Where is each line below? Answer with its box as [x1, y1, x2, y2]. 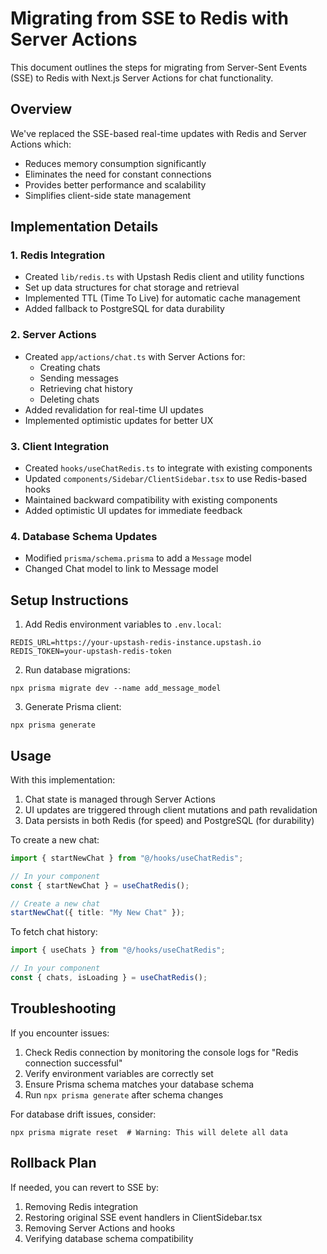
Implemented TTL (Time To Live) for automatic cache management [24, 292, 301, 304]
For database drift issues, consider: [10, 1108, 157, 1120]
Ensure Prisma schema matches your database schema [24, 1078, 255, 1090]
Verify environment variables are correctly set [24, 1067, 214, 1079]
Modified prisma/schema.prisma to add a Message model [24, 552, 252, 564]
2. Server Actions [10, 328, 97, 342]
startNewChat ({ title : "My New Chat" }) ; [10, 908, 186, 918]
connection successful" [24, 1057, 123, 1069]
